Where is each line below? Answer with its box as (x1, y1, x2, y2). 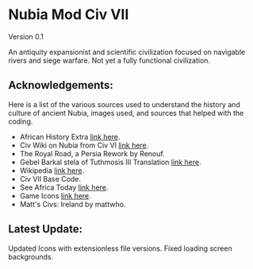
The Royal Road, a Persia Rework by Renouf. (19, 148, 165, 158)
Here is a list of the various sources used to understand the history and (8, 99, 240, 109)
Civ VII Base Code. (19, 174, 82, 183)
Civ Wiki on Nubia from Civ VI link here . (19, 140, 149, 150)
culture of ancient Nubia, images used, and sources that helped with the (8, 108, 244, 117)
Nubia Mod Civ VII (8, 6, 129, 24)
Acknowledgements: (8, 79, 113, 92)
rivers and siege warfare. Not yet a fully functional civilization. (8, 56, 211, 65)
